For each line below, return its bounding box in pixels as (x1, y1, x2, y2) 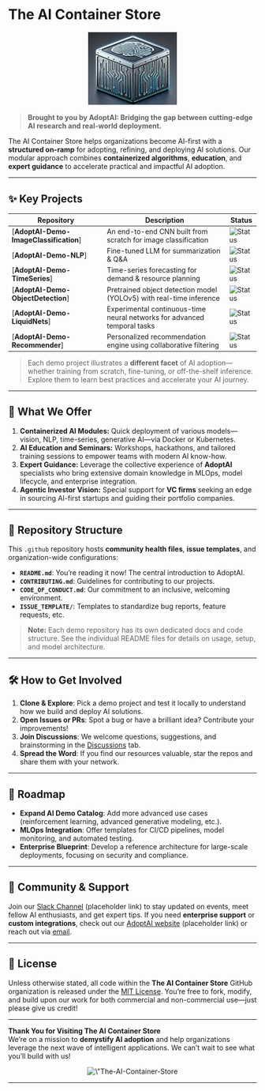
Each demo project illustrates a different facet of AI (27, 358, 196, 367)
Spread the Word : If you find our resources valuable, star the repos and (19, 749, 253, 758)
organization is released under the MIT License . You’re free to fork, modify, (8, 986, 252, 996)
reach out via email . (8, 927, 73, 936)
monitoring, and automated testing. (19, 833, 134, 843)
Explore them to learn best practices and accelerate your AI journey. (27, 374, 250, 384)
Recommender (11, 340, 62, 350)
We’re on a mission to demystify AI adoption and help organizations (8, 1034, 230, 1044)
